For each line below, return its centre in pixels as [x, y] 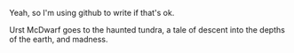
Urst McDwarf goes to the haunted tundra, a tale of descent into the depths [147, 30]
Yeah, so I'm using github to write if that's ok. [92, 13]
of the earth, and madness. [59, 39]
